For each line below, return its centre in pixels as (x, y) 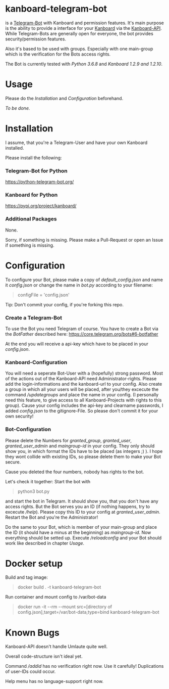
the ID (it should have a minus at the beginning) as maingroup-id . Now (78, 532)
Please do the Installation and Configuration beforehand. (64, 98)
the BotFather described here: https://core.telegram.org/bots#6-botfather (82, 334)
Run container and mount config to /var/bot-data (56, 597)
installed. (15, 148)
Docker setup (34, 563)
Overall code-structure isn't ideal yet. (44, 656)
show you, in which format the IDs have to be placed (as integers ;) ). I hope (84, 451)
